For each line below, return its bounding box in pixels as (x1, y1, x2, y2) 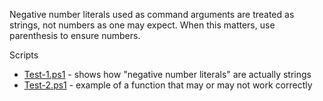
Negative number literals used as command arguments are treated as (9, 9, 295, 20)
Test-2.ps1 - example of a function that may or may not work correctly (23, 79, 313, 91)
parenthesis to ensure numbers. (9, 30, 141, 41)
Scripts (9, 49, 39, 61)
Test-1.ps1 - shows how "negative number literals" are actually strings (23, 69, 312, 80)
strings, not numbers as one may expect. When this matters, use (9, 19, 276, 31)
